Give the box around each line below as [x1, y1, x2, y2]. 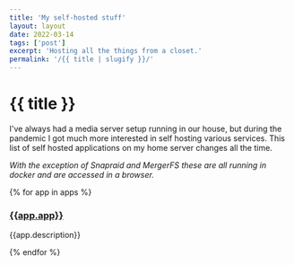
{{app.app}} [9, 208, 65, 221]
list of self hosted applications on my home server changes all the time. [9, 142, 273, 153]
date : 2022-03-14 [9, 30, 74, 39]
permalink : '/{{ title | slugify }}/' [9, 55, 154, 64]
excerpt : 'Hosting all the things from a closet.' [9, 47, 203, 56]
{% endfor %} [9, 247, 61, 258]
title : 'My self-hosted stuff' [9, 13, 126, 22]
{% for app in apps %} [9, 186, 92, 198]
